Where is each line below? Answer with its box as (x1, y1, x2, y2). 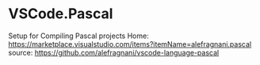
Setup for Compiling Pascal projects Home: (8, 31, 149, 40)
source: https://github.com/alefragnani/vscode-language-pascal (8, 48, 220, 57)
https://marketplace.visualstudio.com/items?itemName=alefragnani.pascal (8, 39, 252, 48)
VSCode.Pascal (8, 5, 113, 23)
